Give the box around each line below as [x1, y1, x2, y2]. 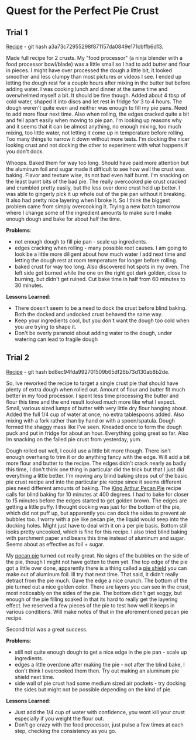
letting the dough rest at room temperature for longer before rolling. [14, 257, 177, 263]
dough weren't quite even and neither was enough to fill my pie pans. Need [6, 104, 188, 111]
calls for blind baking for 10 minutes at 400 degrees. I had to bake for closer [6, 491, 189, 498]
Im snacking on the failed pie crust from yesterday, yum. [6, 435, 142, 442]
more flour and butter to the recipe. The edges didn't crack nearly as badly [6, 459, 187, 467]
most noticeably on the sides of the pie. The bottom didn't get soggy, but [6, 589, 183, 596]
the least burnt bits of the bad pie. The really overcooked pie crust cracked [6, 178, 187, 185]
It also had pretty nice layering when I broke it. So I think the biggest [6, 197, 170, 204]
